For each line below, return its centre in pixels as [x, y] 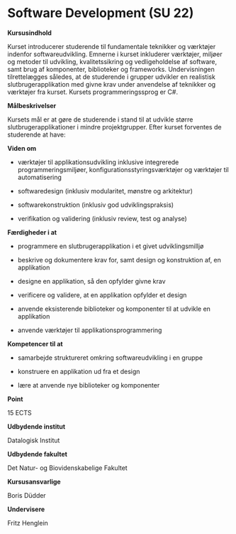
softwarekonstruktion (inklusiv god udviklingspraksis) [96, 205]
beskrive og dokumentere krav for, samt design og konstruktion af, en [119, 260]
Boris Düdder [27, 495]
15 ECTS [19, 412]
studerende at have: [36, 134]
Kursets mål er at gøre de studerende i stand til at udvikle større [100, 119]
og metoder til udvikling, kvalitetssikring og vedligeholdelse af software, [112, 61]
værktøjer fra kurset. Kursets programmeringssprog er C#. [93, 92]
